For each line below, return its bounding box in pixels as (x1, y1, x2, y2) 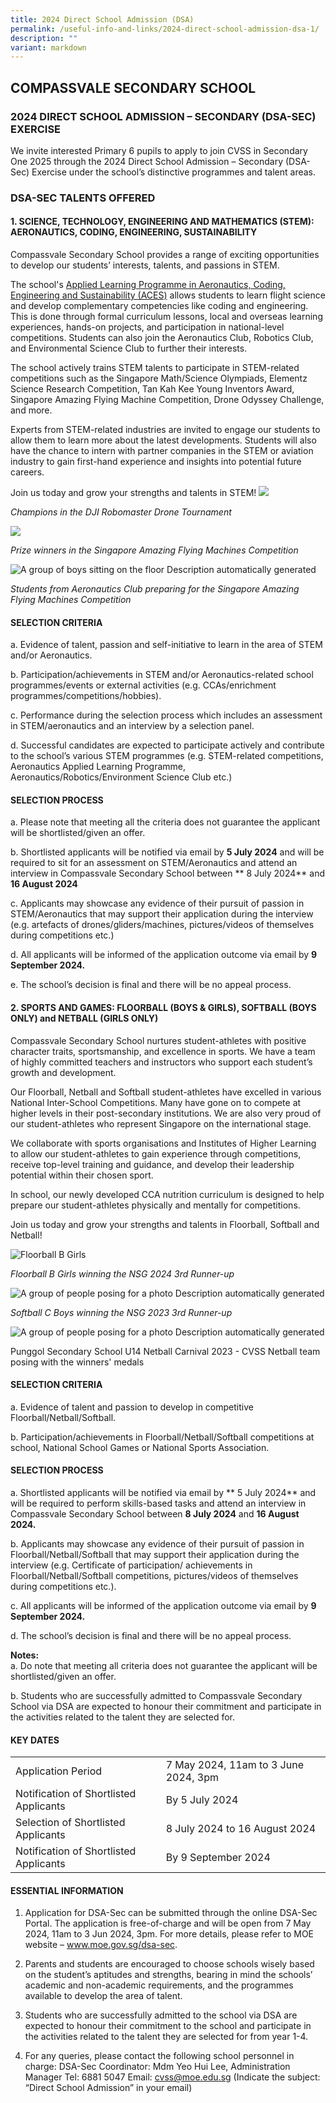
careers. (10, 466, 45, 478)
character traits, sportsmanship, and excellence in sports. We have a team (10, 1045, 316, 1057)
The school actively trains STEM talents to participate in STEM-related (10, 362, 300, 374)
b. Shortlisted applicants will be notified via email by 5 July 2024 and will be (10, 846, 325, 858)
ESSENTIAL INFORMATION (10, 1884, 124, 1896)
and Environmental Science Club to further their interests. (10, 342, 248, 355)
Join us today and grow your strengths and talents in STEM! (10, 487, 257, 499)
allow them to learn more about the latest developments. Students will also (10, 434, 317, 446)
